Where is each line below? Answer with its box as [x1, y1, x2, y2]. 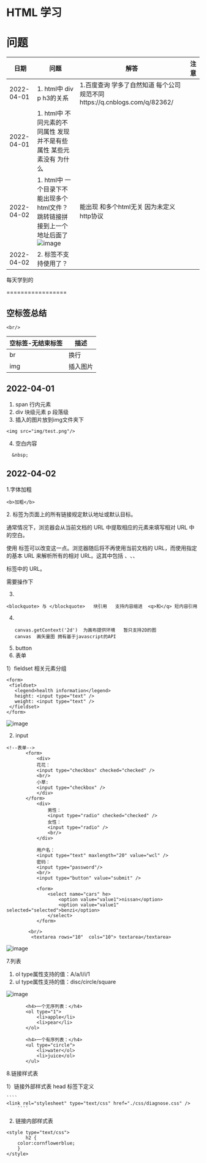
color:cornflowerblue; [17, 1140, 75, 1146]
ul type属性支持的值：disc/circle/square [15, 978, 116, 985]
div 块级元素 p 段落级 [15, 408, 69, 416]
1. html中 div [37, 85, 74, 93]
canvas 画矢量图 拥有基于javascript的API [14, 633, 116, 639]
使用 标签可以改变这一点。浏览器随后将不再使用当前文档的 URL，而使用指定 [6, 544, 197, 552]
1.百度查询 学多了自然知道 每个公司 [79, 81, 181, 90]
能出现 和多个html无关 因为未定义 [79, 203, 176, 212]
